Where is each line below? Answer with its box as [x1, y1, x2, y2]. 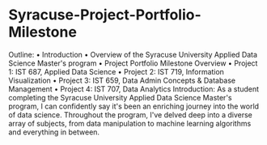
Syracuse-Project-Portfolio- [8, 6, 202, 24]
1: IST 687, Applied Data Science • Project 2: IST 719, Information [8, 66, 225, 76]
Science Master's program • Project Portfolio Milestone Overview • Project [8, 58, 258, 68]
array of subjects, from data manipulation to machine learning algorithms [8, 118, 252, 128]
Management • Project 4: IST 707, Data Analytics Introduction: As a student [8, 83, 260, 94]
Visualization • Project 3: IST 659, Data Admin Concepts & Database [8, 75, 236, 85]
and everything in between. [8, 127, 100, 137]
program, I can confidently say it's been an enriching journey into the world [8, 101, 260, 111]
